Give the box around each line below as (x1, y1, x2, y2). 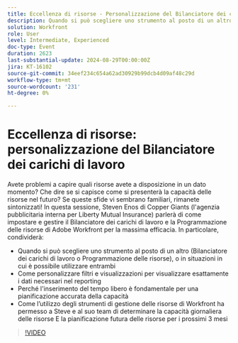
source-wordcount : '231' (7, 83, 81, 90)
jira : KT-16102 (7, 63, 52, 70)
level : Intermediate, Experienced (7, 37, 110, 44)
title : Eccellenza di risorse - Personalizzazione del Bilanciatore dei (7, 10, 227, 18)
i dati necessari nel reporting (17, 277, 101, 285)
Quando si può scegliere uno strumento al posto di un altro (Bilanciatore (17, 246, 228, 256)
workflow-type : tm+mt (7, 76, 72, 84)
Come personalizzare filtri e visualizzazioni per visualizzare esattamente (17, 269, 229, 278)
